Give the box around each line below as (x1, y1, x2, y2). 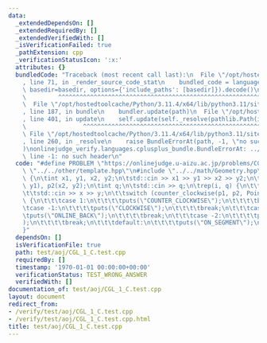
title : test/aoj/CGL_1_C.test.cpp (8, 322, 123, 330)
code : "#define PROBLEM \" (15, 160, 105, 168)
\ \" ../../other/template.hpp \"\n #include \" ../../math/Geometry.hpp (22, 167, 258, 175)
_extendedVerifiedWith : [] (15, 33, 105, 42)
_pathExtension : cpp (15, 49, 83, 57)
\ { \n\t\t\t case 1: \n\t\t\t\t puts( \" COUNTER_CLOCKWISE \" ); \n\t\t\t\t (22, 197, 258, 205)
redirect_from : (8, 300, 59, 308)
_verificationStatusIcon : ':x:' (15, 57, 123, 64)
